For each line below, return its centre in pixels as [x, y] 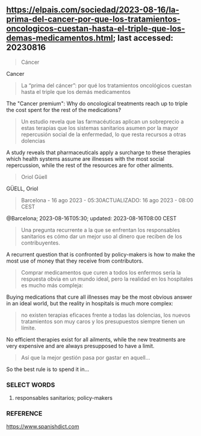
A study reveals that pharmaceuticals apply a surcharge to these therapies [98, 152]
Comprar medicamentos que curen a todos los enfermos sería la [101, 272]
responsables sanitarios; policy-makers [64, 398]
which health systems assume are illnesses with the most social [85, 158]
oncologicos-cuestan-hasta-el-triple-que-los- [96, 29]
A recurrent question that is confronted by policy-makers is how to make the [101, 254]
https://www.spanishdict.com [43, 426]
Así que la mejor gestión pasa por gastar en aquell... [85, 357]
